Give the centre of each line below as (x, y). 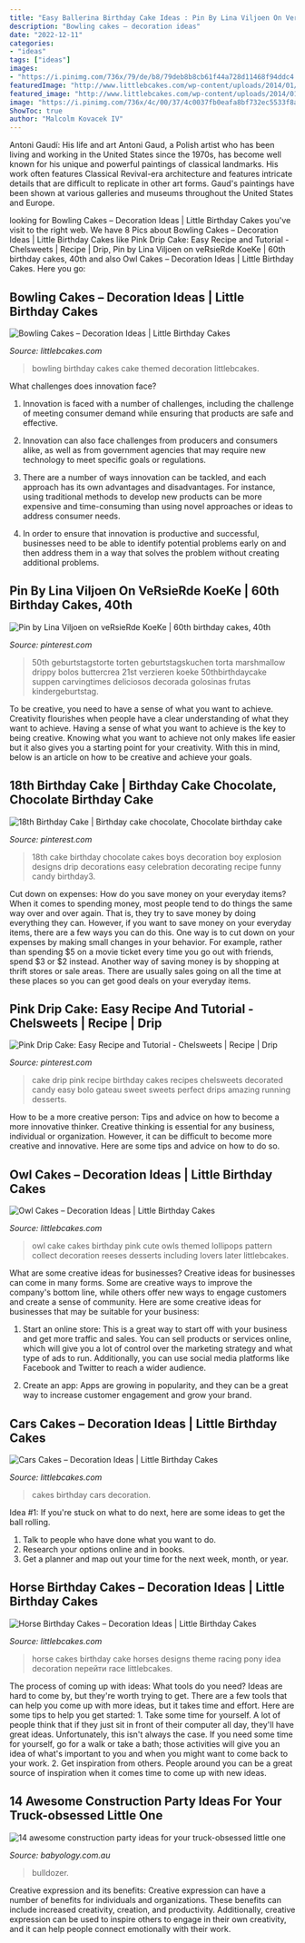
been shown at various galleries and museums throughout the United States (151, 193)
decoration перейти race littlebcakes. (102, 1668)
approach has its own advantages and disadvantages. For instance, (149, 487)
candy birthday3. (64, 876)
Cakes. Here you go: (48, 269)
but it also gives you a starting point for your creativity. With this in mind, (145, 747)
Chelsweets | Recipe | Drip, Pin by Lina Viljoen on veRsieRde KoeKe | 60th (148, 250)
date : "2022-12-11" (46, 35)
